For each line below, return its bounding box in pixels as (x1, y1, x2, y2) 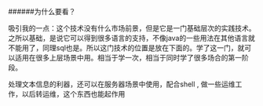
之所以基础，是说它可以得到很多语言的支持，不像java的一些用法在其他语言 (8, 34, 249, 42)
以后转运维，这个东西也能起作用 (21, 90, 126, 98)
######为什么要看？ (8, 7, 76, 16)
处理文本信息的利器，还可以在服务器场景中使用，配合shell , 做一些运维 (8, 79, 236, 89)
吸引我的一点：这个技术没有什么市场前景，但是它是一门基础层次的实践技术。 (8, 24, 256, 33)
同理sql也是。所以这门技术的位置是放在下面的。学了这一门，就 (42, 43, 245, 53)
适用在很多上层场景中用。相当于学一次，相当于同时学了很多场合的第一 (14, 53, 242, 62)
